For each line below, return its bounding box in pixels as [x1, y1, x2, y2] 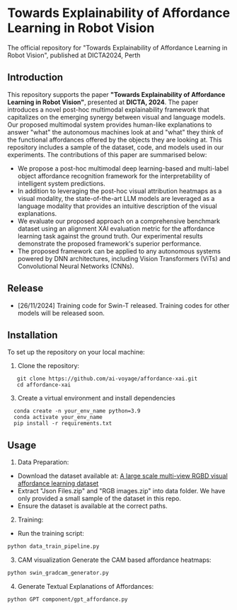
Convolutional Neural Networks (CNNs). [17, 262, 134, 270]
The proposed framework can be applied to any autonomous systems [17, 246, 221, 255]
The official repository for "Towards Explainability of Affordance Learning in [7, 43, 228, 52]
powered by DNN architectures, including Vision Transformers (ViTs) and [17, 254, 231, 263]
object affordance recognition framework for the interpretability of [17, 171, 211, 180]
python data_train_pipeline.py [7, 543, 100, 550]
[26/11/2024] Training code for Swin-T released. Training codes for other [17, 301, 230, 309]
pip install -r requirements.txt [13, 420, 112, 427]
